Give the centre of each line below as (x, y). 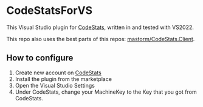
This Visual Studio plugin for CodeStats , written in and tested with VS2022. (100, 27)
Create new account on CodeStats (58, 73)
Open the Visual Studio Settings (55, 85)
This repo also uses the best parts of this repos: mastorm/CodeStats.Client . (101, 39)
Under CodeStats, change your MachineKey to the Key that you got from (106, 92)
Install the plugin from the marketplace (64, 79)
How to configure (40, 58)
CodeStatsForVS (50, 11)
